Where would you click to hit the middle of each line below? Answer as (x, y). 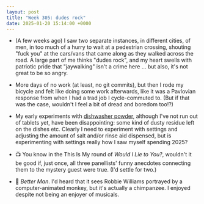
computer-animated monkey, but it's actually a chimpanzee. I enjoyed (103, 188)
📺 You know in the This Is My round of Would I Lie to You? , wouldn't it (104, 155)
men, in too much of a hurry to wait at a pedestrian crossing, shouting (103, 47)
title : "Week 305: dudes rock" (46, 18)
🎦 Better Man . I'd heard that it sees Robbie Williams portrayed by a (99, 181)
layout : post (23, 12)
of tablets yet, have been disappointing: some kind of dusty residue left (105, 123)
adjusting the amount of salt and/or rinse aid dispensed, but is (93, 136)
